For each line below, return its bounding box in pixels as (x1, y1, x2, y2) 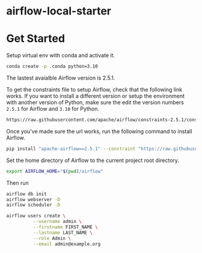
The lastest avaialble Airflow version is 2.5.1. (6, 74, 115, 81)
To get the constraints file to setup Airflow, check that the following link (6, 86, 182, 93)
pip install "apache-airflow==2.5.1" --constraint (6, 146, 136, 152)
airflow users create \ (6, 213, 66, 219)
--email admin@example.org (32, 241, 101, 247)
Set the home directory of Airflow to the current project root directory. (6, 157, 179, 164)
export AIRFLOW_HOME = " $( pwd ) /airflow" (6, 168, 103, 174)
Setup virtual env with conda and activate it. (6, 52, 115, 59)
